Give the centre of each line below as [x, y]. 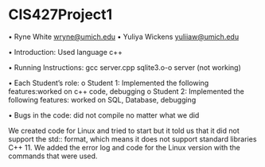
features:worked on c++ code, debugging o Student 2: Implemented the [126, 91]
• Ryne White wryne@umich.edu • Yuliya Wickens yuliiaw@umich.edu [124, 37]
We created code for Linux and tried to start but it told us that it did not [124, 130]
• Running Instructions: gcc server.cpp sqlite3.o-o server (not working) [125, 67]
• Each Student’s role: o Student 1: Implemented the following [109, 83]
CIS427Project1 [60, 15]
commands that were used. [53, 156]
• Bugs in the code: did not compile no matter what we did [104, 115]
